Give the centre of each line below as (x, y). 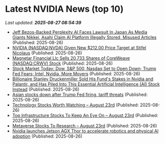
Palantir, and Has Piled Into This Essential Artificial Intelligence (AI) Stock (86, 84)
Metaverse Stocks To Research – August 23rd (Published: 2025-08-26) (85, 125)
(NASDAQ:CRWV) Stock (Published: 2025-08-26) (63, 63)
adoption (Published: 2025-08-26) (47, 136)
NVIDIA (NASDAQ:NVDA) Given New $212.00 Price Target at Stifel (79, 48)
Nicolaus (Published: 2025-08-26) (47, 53)
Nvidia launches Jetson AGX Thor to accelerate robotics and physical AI (85, 131)
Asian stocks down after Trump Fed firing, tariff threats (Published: (80, 95)
